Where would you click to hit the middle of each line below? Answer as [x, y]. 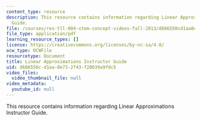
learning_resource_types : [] [42, 39]
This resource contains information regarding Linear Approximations [90, 106]
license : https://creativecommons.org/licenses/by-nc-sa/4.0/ [85, 45]
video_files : [22, 73]
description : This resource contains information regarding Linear [92, 17]
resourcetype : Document [36, 56]
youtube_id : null [33, 89]
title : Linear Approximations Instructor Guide [67, 61]
